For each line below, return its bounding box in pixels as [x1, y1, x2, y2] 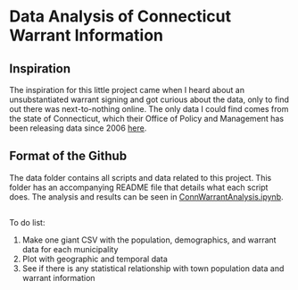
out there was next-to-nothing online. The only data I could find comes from [9, 104, 289, 114]
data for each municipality [21, 244, 119, 255]
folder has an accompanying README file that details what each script [9, 182, 269, 192]
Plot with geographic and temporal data [21, 253, 168, 265]
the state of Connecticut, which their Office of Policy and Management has [9, 114, 284, 124]
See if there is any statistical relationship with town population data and [21, 263, 285, 274]
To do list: [9, 217, 46, 228]
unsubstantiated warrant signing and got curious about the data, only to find [9, 94, 290, 105]
